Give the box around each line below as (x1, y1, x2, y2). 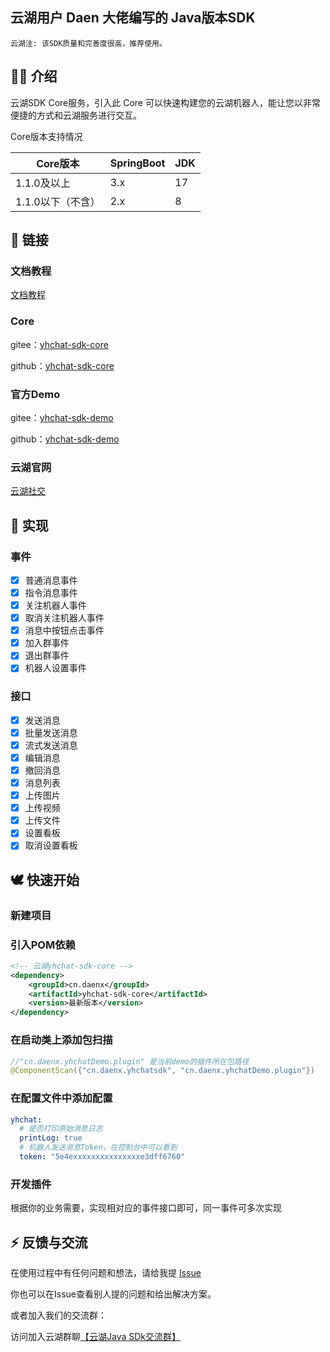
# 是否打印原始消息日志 (19, 1124, 103, 1134)
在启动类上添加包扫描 (10, 1033, 113, 1047)
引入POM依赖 (10, 938, 76, 952)
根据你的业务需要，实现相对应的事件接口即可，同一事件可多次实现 (10, 1202, 282, 1214)
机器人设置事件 (24, 662, 87, 674)
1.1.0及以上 (15, 176, 71, 190)
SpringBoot (109, 156, 166, 170)
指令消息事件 (24, 586, 78, 598)
